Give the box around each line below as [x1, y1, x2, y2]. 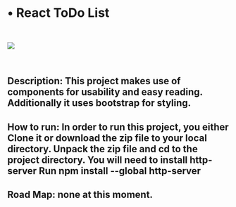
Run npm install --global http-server [38, 165, 201, 177]
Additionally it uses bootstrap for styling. [7, 97, 192, 109]
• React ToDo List [7, 5, 110, 21]
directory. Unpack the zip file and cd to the [7, 142, 199, 155]
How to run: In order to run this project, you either [7, 121, 229, 133]
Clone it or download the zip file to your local [7, 132, 208, 144]
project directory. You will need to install [7, 154, 188, 166]
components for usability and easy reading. [7, 86, 203, 98]
